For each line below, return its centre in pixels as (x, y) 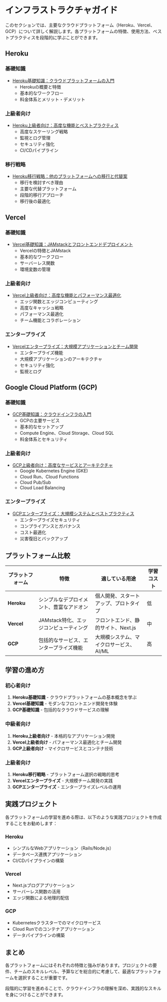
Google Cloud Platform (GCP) (51, 387)
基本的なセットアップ (42, 427)
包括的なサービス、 (61, 640)
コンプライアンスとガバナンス (50, 526)
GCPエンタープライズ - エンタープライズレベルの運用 (67, 787)
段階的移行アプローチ (42, 195)
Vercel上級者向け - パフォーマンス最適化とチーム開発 (67, 742)
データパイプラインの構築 (39, 935)
